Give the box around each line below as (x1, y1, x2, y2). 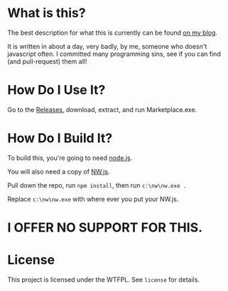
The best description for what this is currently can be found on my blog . (7, 28, 218, 37)
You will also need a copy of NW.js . (7, 167, 110, 176)
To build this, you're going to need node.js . (7, 154, 133, 162)
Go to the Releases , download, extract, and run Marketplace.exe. (7, 105, 197, 114)
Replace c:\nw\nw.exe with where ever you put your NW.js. (7, 195, 179, 203)
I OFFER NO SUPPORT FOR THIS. (7, 219, 203, 235)
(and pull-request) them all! (7, 57, 87, 65)
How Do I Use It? (7, 82, 106, 98)
